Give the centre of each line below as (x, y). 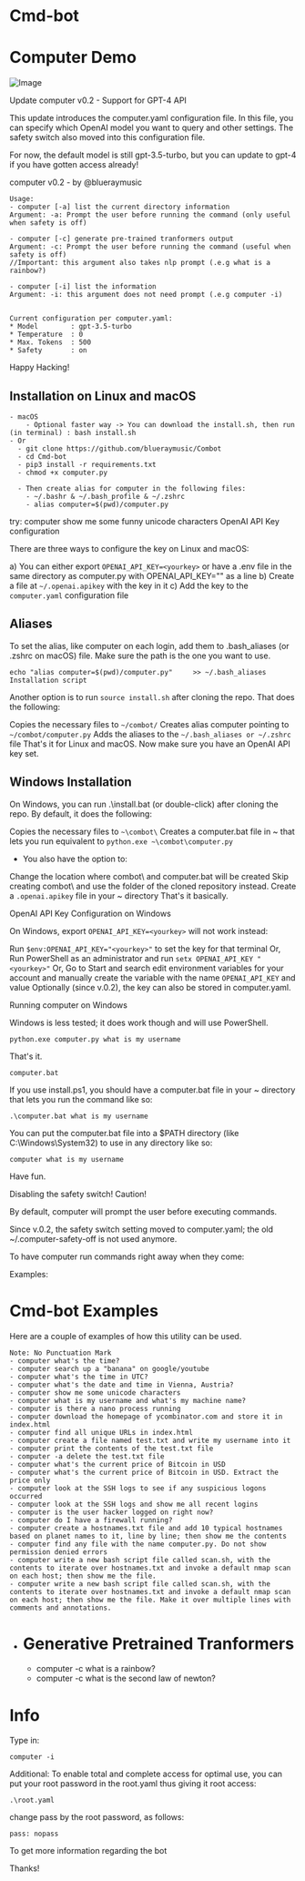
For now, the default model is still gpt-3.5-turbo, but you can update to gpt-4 (153, 155)
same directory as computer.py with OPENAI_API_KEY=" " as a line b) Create (152, 575)
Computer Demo (73, 58)
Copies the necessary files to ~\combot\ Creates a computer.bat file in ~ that (152, 831)
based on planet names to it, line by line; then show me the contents (148, 1536)
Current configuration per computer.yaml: (91, 319)
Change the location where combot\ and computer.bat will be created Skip (149, 876)
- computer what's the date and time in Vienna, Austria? (122, 1385)
